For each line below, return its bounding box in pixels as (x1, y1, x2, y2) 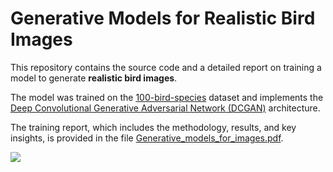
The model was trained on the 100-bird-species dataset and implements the (10, 91, 324, 103)
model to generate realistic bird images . (10, 72, 178, 84)
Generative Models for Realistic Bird (10, 7, 316, 30)
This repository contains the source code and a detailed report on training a (10, 61, 322, 73)
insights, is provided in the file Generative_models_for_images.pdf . (10, 132, 284, 144)
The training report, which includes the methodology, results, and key (10, 121, 297, 133)
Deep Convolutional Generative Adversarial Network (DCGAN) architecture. (10, 102, 321, 114)
